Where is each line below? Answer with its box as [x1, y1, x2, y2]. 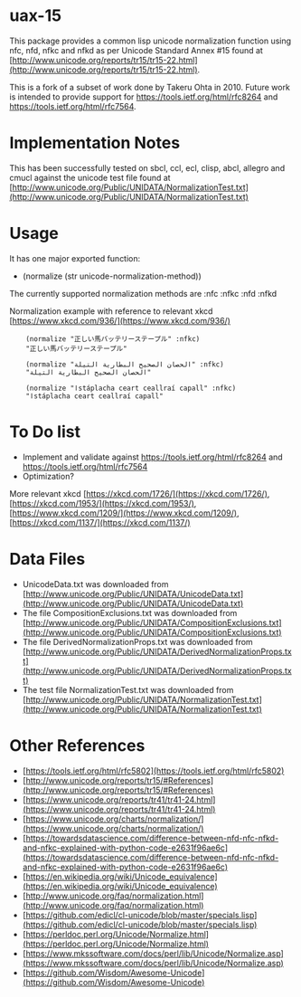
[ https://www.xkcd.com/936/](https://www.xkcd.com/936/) [9, 315, 230, 326]
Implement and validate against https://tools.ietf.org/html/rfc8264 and [22, 451, 283, 462]
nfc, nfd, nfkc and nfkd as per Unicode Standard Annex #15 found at [9, 44, 264, 55]
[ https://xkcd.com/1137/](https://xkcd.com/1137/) [9, 517, 192, 527]
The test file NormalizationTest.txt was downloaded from [22, 684, 234, 695]
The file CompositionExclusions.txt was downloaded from [22, 607, 238, 618]
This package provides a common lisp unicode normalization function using [9, 35, 292, 46]
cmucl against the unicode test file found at [9, 172, 171, 183]
